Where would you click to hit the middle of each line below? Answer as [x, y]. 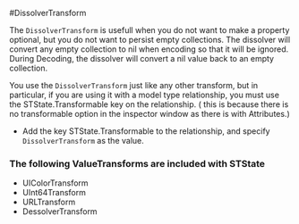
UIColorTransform [55, 183]
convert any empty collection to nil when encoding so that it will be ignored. [149, 49]
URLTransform [49, 202]
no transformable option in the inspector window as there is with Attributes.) [150, 114]
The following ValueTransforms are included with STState [137, 163]
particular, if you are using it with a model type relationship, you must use [145, 95]
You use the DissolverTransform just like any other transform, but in [134, 85]
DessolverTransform [60, 212]
